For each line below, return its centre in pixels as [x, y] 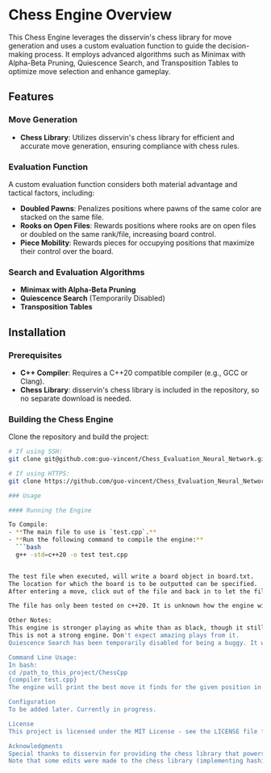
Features [31, 97]
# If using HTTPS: [39, 473]
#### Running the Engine [50, 510]
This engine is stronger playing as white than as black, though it [126, 628]
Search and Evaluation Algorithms [77, 272]
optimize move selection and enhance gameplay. [90, 71]
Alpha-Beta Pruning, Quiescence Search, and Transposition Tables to [123, 63]
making [21, 54]
